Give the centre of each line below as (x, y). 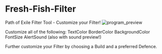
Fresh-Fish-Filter (41, 9)
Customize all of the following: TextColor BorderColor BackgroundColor (78, 32)
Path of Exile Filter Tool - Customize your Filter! (53, 22)
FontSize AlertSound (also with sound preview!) (53, 37)
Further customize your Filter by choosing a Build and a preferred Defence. (81, 46)
